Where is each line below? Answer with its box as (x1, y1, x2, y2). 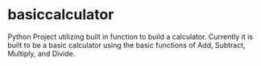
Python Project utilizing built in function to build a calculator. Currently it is (7, 32, 253, 41)
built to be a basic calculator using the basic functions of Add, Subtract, (7, 40, 246, 49)
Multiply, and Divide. (7, 49, 76, 58)
